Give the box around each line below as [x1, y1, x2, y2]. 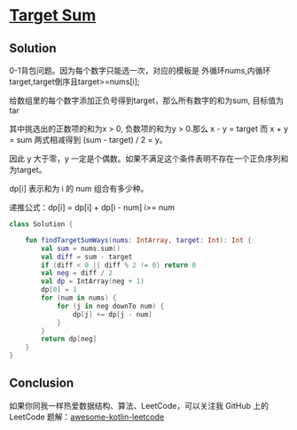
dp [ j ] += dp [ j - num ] [72, 309, 152, 319]
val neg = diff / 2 [41, 269, 113, 278]
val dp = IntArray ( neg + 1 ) [41, 277, 145, 286]
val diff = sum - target [41, 252, 133, 262]
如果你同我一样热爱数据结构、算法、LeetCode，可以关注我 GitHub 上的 [9, 400, 269, 410]
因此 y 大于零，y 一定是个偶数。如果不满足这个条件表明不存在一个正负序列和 [9, 153, 289, 164]
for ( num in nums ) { [41, 293, 117, 302]
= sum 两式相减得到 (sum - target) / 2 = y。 [9, 135, 168, 145]
